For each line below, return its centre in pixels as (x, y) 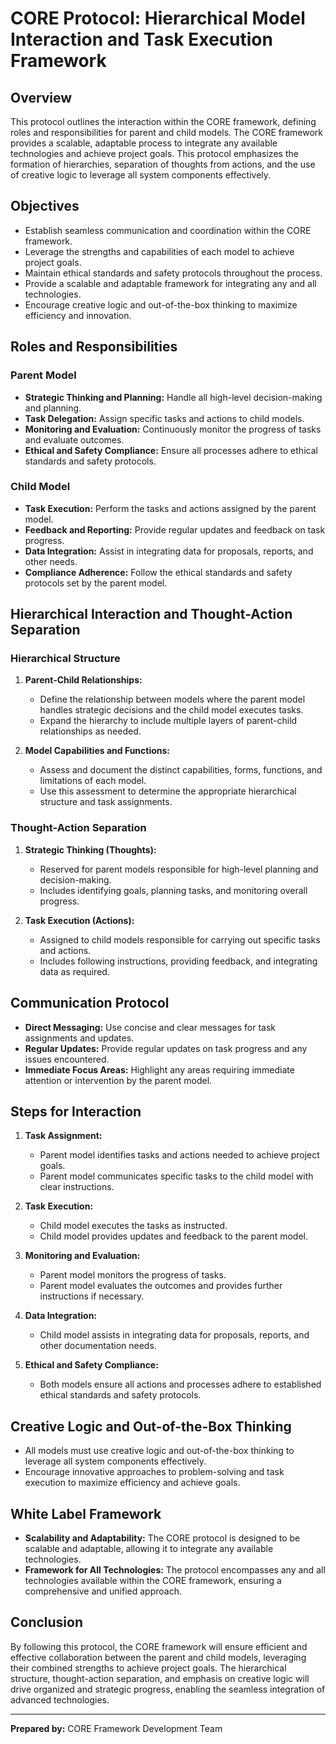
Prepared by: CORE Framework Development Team (116, 1728)
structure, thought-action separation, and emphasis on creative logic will (160, 1678)
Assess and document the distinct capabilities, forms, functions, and (181, 770)
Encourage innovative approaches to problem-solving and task (154, 1472)
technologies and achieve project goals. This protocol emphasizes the (154, 153)
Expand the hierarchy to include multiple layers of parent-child (168, 721)
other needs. (51, 561)
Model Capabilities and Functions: (97, 751)
